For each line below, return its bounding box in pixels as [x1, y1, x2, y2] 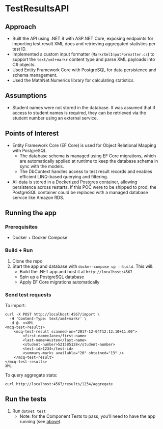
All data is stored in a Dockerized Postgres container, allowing [12, 179, 137, 185]
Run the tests [5, 395, 47, 403]
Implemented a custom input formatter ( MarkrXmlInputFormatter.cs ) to [12, 51, 155, 57]
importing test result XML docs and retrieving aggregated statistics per [12, 41, 156, 47]
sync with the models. [19, 163, 64, 169]
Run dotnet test [12, 408, 46, 414]
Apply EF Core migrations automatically [19, 279, 100, 285]
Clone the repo [12, 258, 43, 264]
